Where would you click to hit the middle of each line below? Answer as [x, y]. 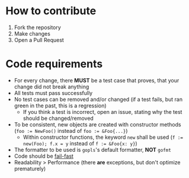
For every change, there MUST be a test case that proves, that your [97, 80]
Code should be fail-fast [44, 156]
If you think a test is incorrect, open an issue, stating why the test [102, 112]
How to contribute [51, 11]
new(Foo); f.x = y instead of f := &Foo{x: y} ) [80, 143]
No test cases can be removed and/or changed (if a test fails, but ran [98, 99]
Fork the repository [38, 27]
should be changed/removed [58, 118]
